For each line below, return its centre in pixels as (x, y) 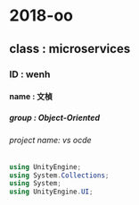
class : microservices (70, 49)
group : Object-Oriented (55, 117)
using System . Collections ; (59, 175)
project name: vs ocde (50, 141)
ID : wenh (30, 74)
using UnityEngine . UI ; (51, 192)
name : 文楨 (31, 97)
